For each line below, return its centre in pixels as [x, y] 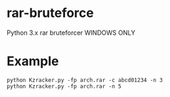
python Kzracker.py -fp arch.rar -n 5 [64, 86]
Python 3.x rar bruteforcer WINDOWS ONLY [71, 33]
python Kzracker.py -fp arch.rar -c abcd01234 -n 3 [85, 80]
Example [33, 61]
